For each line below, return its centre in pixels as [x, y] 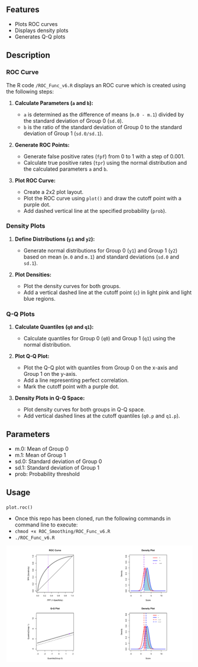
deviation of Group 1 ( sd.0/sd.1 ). [63, 133]
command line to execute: [46, 525]
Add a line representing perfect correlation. [76, 380]
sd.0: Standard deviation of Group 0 [58, 461]
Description [28, 55]
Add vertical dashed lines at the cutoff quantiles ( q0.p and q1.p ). [102, 416]
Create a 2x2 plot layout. [53, 192]
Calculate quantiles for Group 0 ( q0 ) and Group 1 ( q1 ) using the [99, 339]
